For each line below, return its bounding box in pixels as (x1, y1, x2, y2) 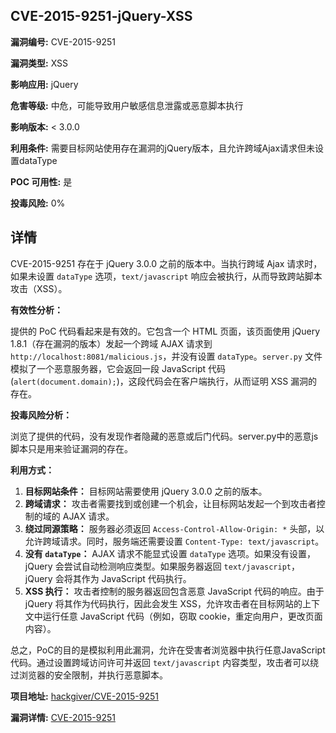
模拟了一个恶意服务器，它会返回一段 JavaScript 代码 (10, 362, 227, 374)
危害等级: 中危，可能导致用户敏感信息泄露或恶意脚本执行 (10, 99, 244, 111)
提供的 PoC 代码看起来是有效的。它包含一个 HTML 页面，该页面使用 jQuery (10, 325, 321, 337)
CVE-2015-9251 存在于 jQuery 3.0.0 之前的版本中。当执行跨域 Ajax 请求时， (10, 257, 323, 269)
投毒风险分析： (10, 409, 72, 421)
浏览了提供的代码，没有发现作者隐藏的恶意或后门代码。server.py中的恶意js (10, 430, 319, 442)
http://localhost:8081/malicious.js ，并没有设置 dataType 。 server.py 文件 (10, 350, 323, 362)
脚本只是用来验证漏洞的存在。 (10, 442, 133, 454)
